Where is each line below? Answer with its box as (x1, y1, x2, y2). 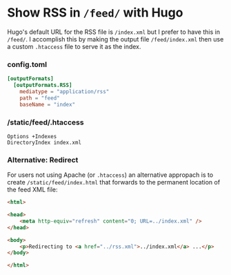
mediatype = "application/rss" (19, 88, 110, 95)
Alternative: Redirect (7, 155, 79, 164)
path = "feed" (19, 95, 60, 102)
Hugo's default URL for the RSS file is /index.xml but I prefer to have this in (7, 28, 221, 36)
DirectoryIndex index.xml (7, 139, 81, 146)
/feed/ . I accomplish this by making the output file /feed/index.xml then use (7, 35, 224, 43)
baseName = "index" (19, 101, 76, 108)
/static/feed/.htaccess (7, 117, 84, 127)
